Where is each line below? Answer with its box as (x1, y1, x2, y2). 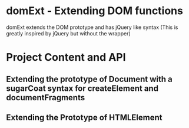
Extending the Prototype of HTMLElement (6, 112, 163, 122)
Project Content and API (6, 51, 126, 64)
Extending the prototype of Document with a (6, 74, 173, 84)
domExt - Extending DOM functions (6, 4, 184, 18)
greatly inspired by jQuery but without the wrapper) (6, 29, 131, 37)
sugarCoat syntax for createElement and (6, 83, 159, 93)
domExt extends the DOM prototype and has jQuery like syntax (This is (6, 24, 178, 31)
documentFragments (6, 93, 85, 103)
